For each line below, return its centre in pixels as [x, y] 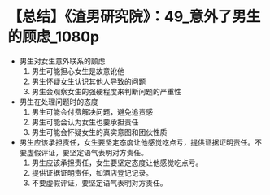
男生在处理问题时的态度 [59, 102]
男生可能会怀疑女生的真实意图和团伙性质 [99, 132]
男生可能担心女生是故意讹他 [78, 71]
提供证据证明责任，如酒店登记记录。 [92, 172]
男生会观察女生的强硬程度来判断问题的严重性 [107, 91]
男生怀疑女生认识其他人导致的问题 [89, 81]
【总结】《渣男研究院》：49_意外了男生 [134, 17]
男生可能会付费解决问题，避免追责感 [92, 111]
